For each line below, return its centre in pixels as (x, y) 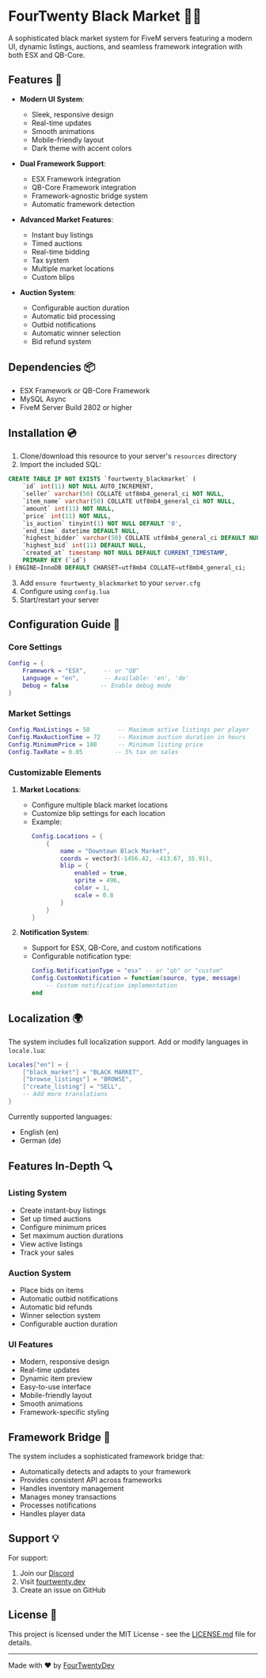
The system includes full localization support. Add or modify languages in (128, 1041)
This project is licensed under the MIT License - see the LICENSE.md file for (132, 1634)
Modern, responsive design (64, 1362)
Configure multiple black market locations (100, 805)
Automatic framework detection (83, 204)
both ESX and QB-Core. (47, 55)
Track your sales (47, 1252)
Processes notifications (58, 1505)
